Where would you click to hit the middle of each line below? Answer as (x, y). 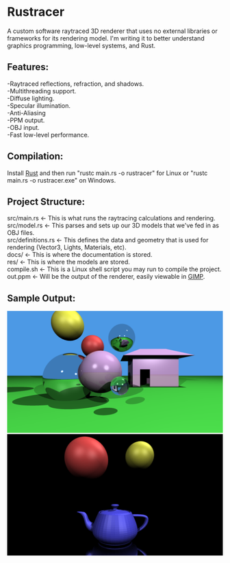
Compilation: (35, 156)
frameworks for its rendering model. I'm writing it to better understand (106, 38)
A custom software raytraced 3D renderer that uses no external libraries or (112, 31)
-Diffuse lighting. (31, 98)
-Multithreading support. (42, 91)
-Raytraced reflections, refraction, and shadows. (76, 84)
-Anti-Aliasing (26, 113)
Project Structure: (46, 202)
